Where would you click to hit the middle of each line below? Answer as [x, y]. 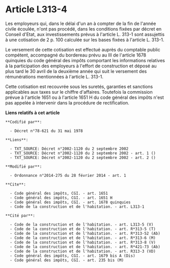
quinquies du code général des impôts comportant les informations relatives [85, 60]
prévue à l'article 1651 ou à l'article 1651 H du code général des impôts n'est [85, 97]
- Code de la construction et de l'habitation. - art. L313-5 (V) [82, 224]
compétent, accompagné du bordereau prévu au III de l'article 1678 [76, 55]
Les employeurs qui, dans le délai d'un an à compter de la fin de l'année [81, 23]
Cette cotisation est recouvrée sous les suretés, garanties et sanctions [79, 86]
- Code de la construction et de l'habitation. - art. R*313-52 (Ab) [85, 233]
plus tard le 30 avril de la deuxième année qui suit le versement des [76, 71]
